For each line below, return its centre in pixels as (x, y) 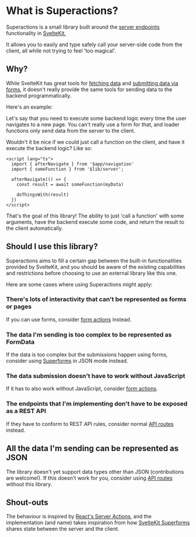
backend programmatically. (39, 95)
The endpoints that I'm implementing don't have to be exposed (97, 404)
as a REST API (26, 411)
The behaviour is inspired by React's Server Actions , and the (79, 517)
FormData (20, 342)
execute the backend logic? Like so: (49, 148)
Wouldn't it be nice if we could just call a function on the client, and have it (95, 142)
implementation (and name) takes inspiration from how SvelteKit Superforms (98, 523)
